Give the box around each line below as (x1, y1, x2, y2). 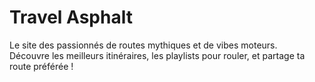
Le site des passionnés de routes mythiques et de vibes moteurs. (9, 39, 278, 51)
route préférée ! (9, 60, 74, 72)
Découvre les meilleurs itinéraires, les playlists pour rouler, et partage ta (9, 49, 306, 61)
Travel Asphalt (9, 6, 133, 29)
